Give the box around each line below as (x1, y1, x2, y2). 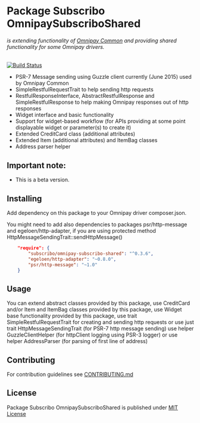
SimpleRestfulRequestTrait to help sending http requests (15, 86, 154, 93)
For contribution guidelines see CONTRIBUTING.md (7, 371, 133, 378)
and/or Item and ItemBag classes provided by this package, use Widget (7, 306, 182, 313)
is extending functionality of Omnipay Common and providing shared (7, 37, 177, 44)
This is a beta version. (15, 176, 70, 183)
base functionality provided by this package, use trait (7, 312, 137, 320)
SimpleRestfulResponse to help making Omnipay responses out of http (15, 98, 189, 106)
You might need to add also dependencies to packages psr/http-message (7, 221, 187, 228)
